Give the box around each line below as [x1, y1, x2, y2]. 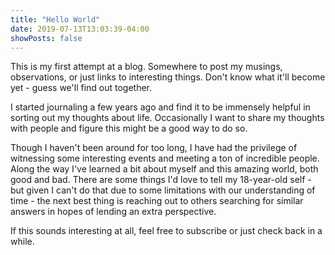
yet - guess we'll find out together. [10, 82, 153, 94]
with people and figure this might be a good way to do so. [10, 122, 248, 135]
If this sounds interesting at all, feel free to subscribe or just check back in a [10, 225, 323, 237]
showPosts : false [10, 33, 83, 43]
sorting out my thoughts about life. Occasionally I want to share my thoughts [10, 112, 325, 124]
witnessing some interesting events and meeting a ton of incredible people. [10, 152, 320, 165]
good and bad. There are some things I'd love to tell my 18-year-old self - [10, 174, 312, 186]
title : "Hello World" [10, 14, 101, 25]
